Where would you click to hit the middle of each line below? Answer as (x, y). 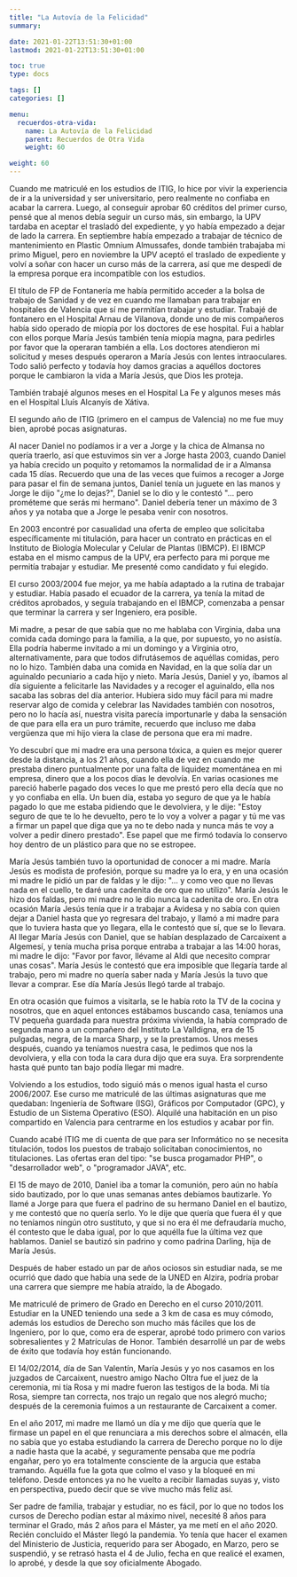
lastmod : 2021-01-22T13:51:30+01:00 (77, 50)
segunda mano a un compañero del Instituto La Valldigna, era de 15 (132, 1029)
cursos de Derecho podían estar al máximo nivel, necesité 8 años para (138, 1516)
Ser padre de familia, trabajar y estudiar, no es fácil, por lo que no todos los (146, 1506)
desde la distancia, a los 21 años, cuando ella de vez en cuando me (132, 760)
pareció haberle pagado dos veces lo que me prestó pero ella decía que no (146, 788)
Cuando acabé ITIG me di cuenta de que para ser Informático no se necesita (149, 1139)
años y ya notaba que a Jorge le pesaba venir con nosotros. (119, 512)
